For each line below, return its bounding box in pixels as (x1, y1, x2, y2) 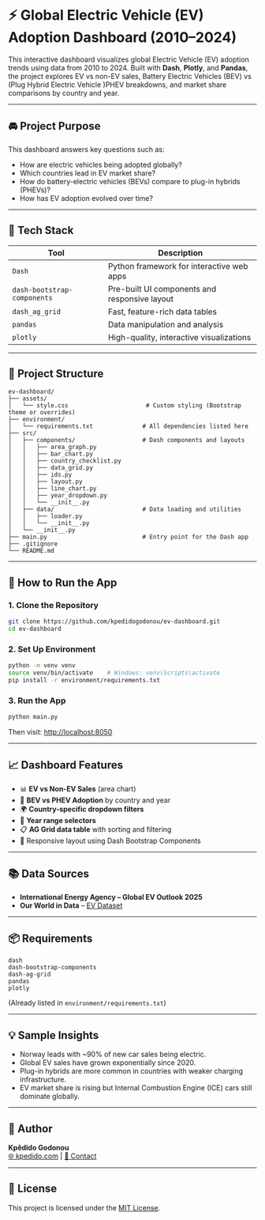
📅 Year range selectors (19, 815, 96, 825)
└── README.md (8, 547, 55, 555)
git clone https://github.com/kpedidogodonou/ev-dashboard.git (8, 618, 221, 625)
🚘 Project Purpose (8, 119, 101, 133)
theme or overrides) (8, 409, 77, 417)
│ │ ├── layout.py (8, 478, 83, 486)
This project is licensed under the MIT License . (8, 1203, 161, 1212)
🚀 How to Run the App (8, 576, 118, 589)
